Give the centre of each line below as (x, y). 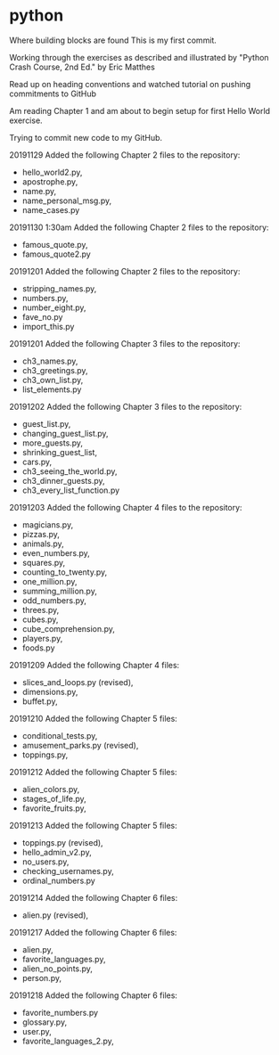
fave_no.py (42, 316)
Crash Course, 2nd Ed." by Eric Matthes (82, 67)
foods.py (38, 648)
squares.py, (44, 562)
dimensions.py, (50, 691)
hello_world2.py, (52, 172)
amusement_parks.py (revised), (80, 745)
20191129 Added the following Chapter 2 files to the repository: (125, 155)
